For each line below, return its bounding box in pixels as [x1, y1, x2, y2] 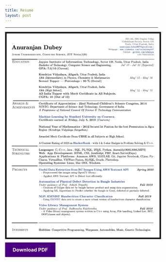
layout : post [5, 13, 32, 18]
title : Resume [5, 8, 34, 13]
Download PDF [13, 246, 49, 253]
